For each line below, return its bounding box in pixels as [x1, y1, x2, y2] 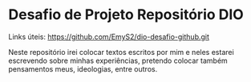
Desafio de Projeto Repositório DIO [8, 6, 245, 24]
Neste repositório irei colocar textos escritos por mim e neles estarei [8, 47, 234, 57]
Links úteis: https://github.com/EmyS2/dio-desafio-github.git [8, 32, 210, 41]
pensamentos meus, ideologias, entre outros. [8, 64, 158, 73]
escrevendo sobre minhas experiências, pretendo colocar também [8, 56, 229, 65]
